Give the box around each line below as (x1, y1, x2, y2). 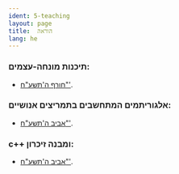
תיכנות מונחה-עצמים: (8, 62, 90, 73)
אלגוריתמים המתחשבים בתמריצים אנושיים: (8, 100, 172, 111)
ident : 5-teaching (8, 11, 70, 20)
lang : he (8, 34, 38, 43)
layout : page (8, 19, 52, 28)
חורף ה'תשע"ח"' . (19, 79, 73, 89)
